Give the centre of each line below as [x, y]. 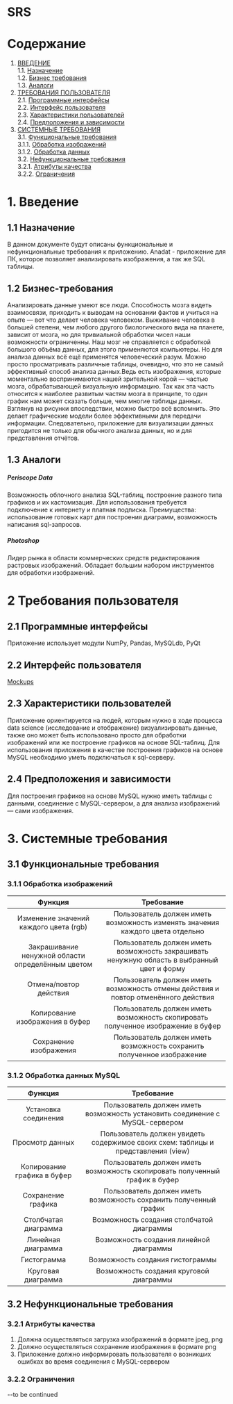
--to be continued [33, 1394]
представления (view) [153, 1151]
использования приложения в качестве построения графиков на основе [115, 750]
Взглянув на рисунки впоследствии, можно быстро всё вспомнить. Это [114, 408]
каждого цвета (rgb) [53, 927]
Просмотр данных [44, 1142]
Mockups [20, 682]
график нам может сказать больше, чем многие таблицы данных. [105, 401]
